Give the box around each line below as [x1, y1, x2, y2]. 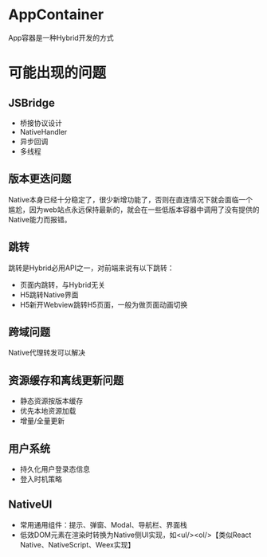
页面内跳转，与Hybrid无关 [19, 280, 106, 289]
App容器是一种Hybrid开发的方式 [8, 33, 114, 42]
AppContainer [8, 6, 104, 24]
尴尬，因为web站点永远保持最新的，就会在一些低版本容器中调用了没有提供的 [8, 205, 260, 214]
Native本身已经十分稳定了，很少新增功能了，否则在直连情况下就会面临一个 [8, 194, 253, 204]
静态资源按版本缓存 [19, 396, 84, 406]
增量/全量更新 [19, 416, 65, 426]
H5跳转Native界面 [19, 289, 79, 300]
